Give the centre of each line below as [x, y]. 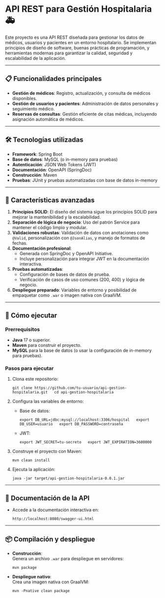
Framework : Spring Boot [37, 154]
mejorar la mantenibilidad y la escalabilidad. [56, 217]
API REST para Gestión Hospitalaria [79, 9]
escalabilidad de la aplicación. [36, 58]
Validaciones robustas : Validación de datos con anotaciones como [80, 233]
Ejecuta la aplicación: [34, 469]
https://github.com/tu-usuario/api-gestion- [81, 388]
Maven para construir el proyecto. [47, 345]
